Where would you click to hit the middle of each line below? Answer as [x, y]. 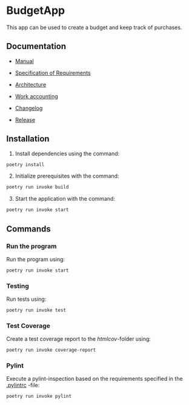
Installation [28, 139]
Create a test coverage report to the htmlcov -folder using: [79, 339]
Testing [18, 286]
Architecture [31, 84]
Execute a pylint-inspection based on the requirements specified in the [94, 379]
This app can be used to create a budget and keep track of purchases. [94, 27]
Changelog [29, 108]
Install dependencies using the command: [67, 153]
